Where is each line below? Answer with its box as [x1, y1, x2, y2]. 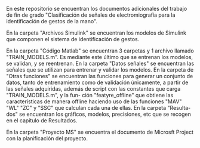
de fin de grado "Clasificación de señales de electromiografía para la [6, 11, 176, 18]
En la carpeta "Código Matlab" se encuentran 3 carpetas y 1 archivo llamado [6, 47, 194, 54]
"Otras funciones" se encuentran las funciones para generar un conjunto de [6, 73, 193, 79]
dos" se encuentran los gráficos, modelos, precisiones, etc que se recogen [6, 110, 191, 118]
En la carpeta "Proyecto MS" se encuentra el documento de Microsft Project [6, 128, 194, 135]
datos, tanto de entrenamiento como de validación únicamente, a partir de [6, 79, 189, 86]
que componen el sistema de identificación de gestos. [6, 36, 140, 42]
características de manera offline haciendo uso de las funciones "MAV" [6, 98, 182, 105]
